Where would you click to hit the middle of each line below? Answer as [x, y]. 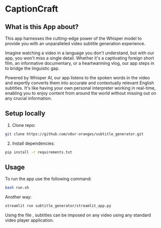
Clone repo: [24, 125]
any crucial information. [29, 98]
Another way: [18, 197]
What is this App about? [42, 27]
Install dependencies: [33, 143]
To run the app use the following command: [48, 179]
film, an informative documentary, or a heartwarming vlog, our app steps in [80, 63]
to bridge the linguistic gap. [32, 68]
